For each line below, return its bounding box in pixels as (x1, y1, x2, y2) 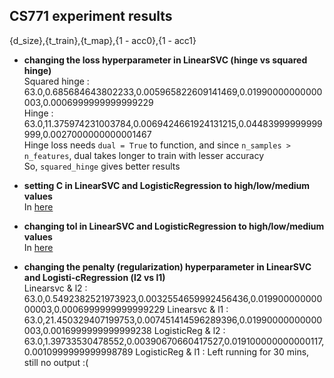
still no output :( (23, 356, 89, 368)
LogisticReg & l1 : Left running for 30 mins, (135, 345, 310, 358)
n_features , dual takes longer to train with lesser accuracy (23, 149, 265, 161)
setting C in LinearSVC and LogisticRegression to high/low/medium (23, 179, 310, 191)
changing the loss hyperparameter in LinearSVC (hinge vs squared (23, 54, 308, 66)
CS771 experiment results (9, 8, 173, 25)
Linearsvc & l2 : (23, 282, 88, 294)
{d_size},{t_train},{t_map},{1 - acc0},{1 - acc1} (9, 34, 197, 46)
